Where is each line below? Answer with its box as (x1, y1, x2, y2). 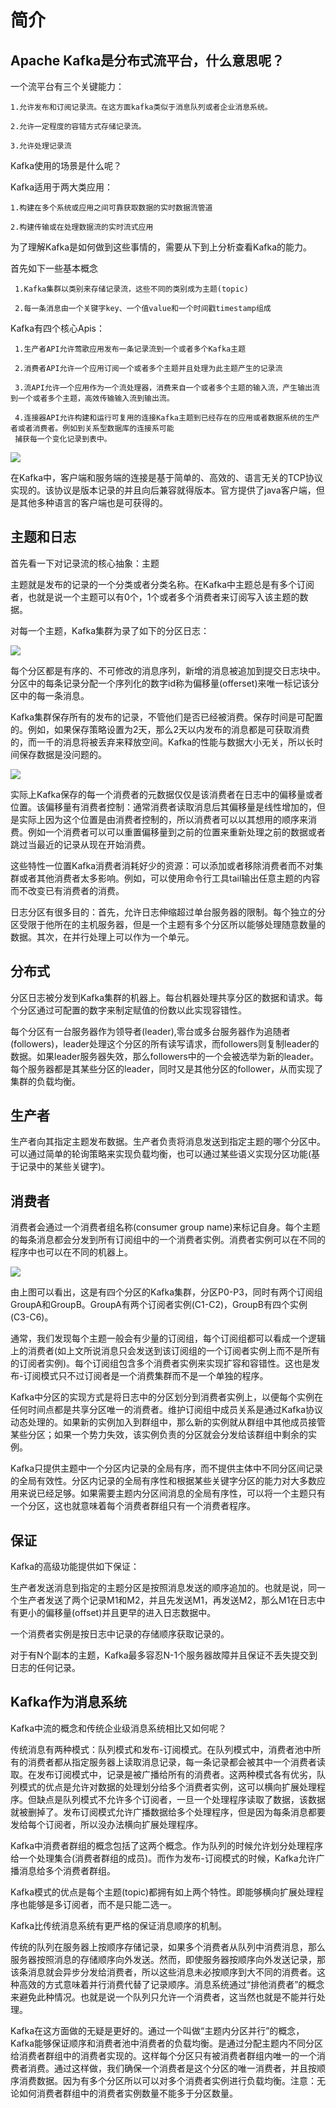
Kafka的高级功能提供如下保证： (10, 1561, 140, 1573)
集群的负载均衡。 (10, 1075, 81, 1087)
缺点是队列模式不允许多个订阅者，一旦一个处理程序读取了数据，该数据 (36, 1793, 326, 1805)
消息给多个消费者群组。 (18, 1864, 116, 1876)
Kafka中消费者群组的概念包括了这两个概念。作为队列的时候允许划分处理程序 (10, 1839, 323, 1851)
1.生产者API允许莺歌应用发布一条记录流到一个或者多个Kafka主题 (14, 344, 247, 354)
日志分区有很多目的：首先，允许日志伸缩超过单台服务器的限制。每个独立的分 (10, 906, 326, 918)
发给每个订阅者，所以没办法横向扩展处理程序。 (10, 1818, 203, 1830)
